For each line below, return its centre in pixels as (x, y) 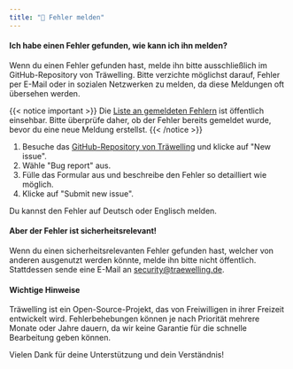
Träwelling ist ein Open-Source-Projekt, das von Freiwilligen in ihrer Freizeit (147, 310)
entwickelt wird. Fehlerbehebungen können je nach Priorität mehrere (135, 319)
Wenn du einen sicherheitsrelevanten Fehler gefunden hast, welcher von (142, 251)
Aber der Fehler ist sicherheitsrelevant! (83, 231)
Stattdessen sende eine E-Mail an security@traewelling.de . (117, 270)
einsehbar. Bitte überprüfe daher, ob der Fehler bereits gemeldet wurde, (140, 119)
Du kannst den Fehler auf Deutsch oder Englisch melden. (113, 211)
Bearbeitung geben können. (60, 338)
